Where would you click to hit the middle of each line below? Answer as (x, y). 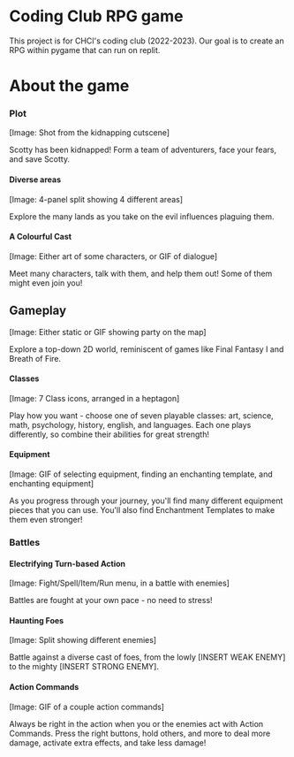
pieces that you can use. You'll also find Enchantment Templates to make (142, 510)
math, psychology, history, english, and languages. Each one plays (130, 424)
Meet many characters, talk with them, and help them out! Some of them (141, 273)
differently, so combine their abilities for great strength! (109, 434)
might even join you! (46, 283)
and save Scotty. (40, 159)
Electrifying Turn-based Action (68, 563)
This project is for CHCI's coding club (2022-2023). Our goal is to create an (147, 41)
